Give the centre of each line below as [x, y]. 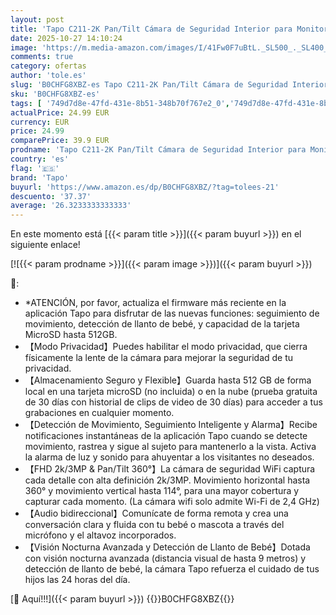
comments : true [42, 57]
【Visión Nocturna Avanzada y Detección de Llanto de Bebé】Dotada [167, 547]
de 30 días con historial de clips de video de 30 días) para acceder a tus [173, 402]
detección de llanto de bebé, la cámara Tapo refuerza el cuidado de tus [172, 569]
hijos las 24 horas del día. [77, 580]
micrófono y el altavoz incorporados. [100, 535]
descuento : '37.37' [51, 196]
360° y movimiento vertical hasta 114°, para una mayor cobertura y [162, 491]
